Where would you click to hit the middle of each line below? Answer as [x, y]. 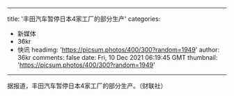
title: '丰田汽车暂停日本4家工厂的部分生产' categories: [84, 19]
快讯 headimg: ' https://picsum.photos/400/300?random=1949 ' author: [118, 50]
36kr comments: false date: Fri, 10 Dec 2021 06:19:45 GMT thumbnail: [117, 57]
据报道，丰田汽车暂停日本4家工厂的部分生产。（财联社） [87, 86]
